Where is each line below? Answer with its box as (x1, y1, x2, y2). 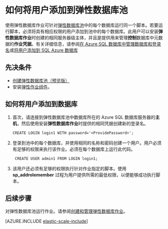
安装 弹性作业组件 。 (12, 84, 52, 90)
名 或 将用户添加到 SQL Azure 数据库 (5, 47, 78, 53)
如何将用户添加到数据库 (5, 100, 77, 108)
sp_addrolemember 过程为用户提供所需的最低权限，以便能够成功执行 (12, 171, 156, 178)
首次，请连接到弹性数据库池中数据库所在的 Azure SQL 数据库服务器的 (12, 114, 156, 120)
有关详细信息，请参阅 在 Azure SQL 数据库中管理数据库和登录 (35, 41, 161, 47)
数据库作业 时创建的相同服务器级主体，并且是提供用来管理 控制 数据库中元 (9, 35, 158, 41)
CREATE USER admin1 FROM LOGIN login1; (14, 156, 98, 161)
